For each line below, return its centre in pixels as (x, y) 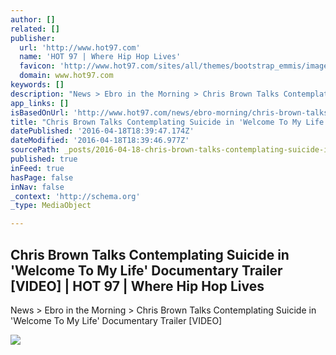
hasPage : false (42, 177)
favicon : (37, 66)
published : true (44, 159)
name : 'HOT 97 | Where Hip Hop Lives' (100, 57)
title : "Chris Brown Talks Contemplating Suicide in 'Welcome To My (156, 122)
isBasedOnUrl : (40, 112)
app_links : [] (40, 103)
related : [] (35, 29)
